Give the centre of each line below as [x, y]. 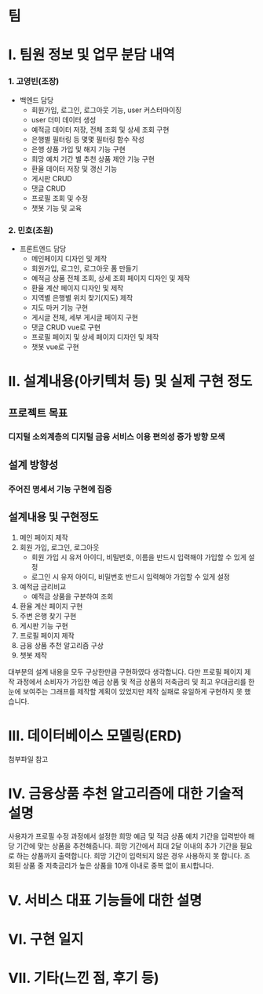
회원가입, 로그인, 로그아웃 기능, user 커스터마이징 [106, 110]
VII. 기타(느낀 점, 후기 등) [84, 978]
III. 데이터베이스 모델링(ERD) [95, 735]
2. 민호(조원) [31, 230]
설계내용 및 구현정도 [53, 517]
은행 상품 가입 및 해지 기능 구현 [78, 149]
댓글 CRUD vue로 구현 [66, 327]
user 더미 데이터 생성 [64, 119]
